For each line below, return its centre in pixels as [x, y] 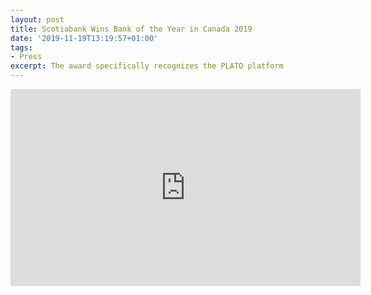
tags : [21, 47]
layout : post [37, 19]
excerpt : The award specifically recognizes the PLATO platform [147, 66]
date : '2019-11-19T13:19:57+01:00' [84, 38]
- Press [26, 57]
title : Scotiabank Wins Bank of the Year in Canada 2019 [131, 29]
